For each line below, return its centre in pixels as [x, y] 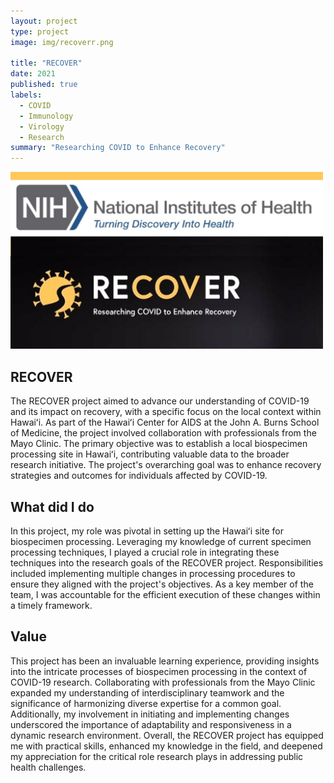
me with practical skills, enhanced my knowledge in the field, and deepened [166, 746]
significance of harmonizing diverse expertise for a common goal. [146, 703]
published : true [44, 85]
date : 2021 [33, 74]
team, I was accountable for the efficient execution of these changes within [165, 594]
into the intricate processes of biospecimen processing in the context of [159, 671]
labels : [26, 95]
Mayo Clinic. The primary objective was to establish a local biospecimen [159, 444]
